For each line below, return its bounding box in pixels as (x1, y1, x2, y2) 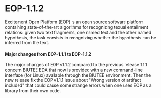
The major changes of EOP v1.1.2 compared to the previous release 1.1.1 (5, 62, 147, 68)
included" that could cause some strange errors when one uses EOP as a (5, 82, 152, 88)
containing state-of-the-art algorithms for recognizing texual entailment (5, 24, 148, 30)
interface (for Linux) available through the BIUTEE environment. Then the (5, 72, 151, 78)
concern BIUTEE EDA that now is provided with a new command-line (5, 67, 143, 73)
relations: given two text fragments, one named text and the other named (5, 29, 152, 35)
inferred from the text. (5, 39, 50, 45)
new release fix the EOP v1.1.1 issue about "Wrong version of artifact (5, 78, 141, 83)
